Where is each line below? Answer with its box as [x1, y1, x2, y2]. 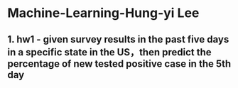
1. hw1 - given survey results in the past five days [7, 33, 229, 45]
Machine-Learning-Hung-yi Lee [7, 5, 200, 21]
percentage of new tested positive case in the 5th [7, 57, 232, 70]
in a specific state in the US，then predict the [7, 46, 212, 58]
